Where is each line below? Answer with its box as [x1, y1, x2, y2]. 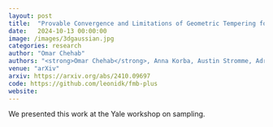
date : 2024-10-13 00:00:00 [8, 27, 107, 35]
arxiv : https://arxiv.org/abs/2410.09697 [8, 72, 151, 80]
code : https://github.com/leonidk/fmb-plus [8, 79, 158, 87]
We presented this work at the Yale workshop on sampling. [8, 109, 206, 119]
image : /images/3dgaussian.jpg [8, 34, 115, 43]
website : [8, 87, 38, 95]
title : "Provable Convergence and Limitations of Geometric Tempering [8, 19, 256, 28]
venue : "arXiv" [8, 65, 60, 73]
